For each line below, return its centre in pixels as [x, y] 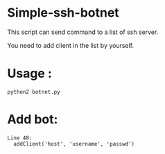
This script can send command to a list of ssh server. [83, 32]
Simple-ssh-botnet [63, 13]
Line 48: [20, 138]
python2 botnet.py [34, 92]
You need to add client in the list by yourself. [70, 45]
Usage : [29, 74]
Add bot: [33, 120]
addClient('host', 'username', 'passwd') [74, 144]
